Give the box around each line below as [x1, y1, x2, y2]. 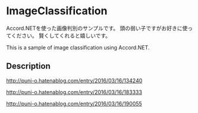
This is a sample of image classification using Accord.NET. [6, 43, 150, 51]
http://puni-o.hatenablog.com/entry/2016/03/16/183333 [6, 88, 143, 96]
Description [6, 61, 51, 71]
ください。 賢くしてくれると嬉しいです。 [11, 32, 111, 39]
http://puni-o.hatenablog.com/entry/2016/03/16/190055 [6, 100, 143, 107]
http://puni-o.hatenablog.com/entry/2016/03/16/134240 [6, 77, 143, 84]
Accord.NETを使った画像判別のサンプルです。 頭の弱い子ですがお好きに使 [6, 24, 188, 32]
